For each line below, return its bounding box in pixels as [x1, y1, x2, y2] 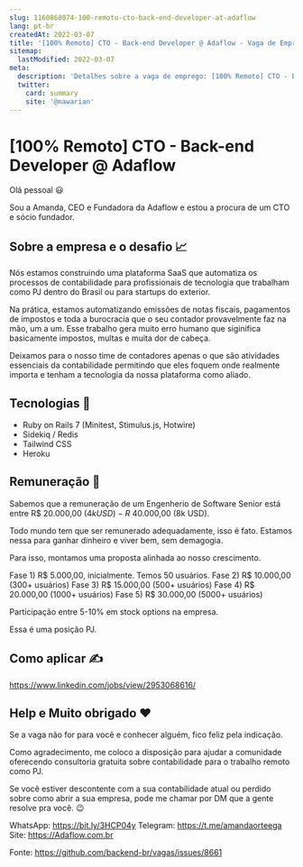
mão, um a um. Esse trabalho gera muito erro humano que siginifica [9, 324, 262, 334]
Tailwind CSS [22, 438, 72, 449]
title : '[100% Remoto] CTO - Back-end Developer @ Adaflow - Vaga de [9, 38, 277, 48]
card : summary [25, 88, 78, 97]
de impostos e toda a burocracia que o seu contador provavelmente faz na [9, 314, 287, 324]
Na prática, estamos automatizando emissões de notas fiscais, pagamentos [9, 304, 291, 315]
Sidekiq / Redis [22, 429, 78, 440]
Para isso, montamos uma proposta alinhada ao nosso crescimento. [9, 552, 262, 563]
